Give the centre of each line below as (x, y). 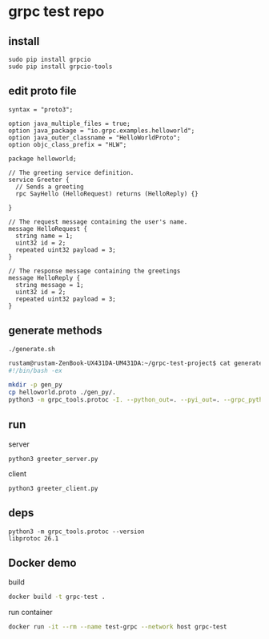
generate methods (55, 331)
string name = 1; (44, 236)
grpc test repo (56, 12)
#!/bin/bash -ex (35, 370)
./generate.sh (32, 349)
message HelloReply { (44, 278)
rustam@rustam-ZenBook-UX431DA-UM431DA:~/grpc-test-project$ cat (119, 363)
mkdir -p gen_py (35, 385)
